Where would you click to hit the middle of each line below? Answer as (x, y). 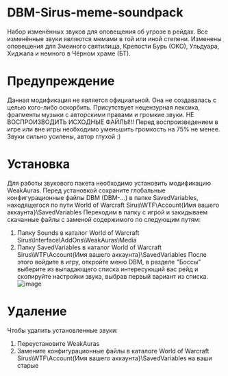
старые (28, 365)
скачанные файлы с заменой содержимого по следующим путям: (104, 219)
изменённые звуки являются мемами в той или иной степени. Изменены (114, 38)
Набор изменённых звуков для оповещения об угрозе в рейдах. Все (107, 32)
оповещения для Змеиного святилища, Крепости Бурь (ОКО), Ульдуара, (113, 46)
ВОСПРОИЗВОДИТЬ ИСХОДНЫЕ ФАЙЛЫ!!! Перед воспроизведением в (113, 122)
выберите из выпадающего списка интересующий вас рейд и (107, 269)
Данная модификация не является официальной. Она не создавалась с (112, 100)
